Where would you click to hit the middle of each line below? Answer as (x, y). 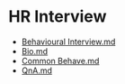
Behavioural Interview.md (68, 42)
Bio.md (35, 51)
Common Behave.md (60, 61)
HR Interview (58, 17)
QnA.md (37, 70)
